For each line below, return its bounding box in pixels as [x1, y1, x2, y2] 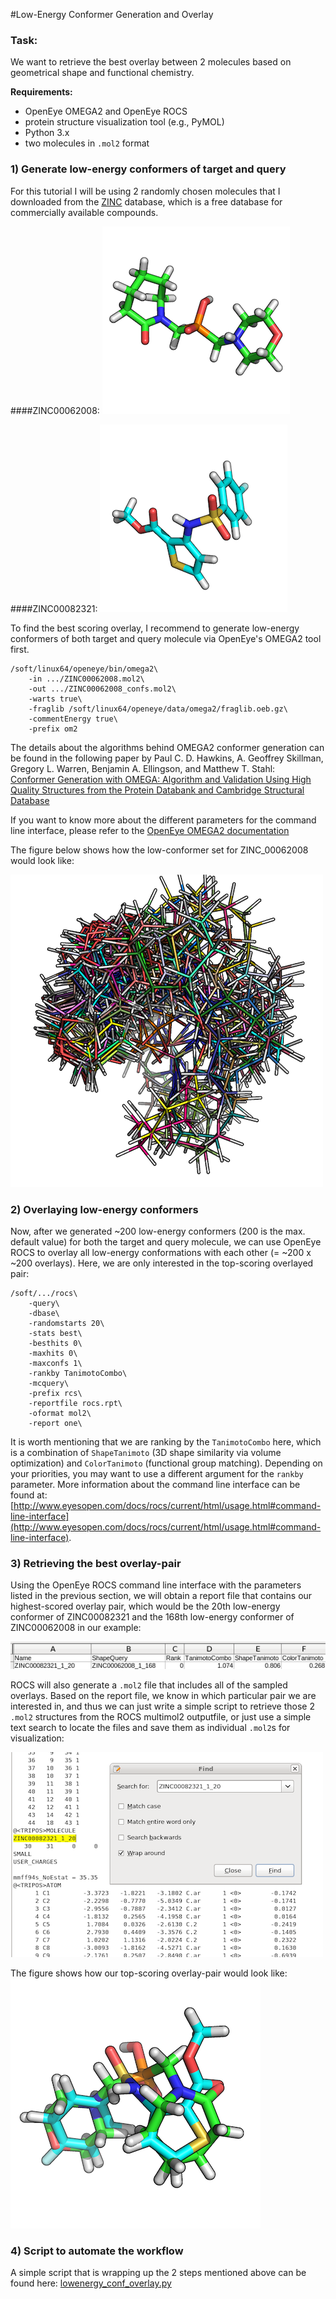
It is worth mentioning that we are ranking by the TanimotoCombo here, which [10, 1435, 322, 1448]
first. [10, 643, 30, 655]
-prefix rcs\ [28, 1388, 83, 1398]
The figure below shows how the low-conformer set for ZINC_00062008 [10, 844, 309, 856]
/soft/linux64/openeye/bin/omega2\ [10, 664, 159, 674]
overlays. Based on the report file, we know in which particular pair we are [10, 1689, 317, 1701]
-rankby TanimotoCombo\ [28, 1368, 128, 1378]
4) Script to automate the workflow [10, 2244, 184, 2258]
